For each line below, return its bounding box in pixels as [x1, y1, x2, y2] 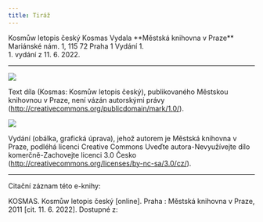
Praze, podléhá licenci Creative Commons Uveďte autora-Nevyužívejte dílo [8, 142, 250, 151]
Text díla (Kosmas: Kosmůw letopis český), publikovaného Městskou [8, 87, 229, 96]
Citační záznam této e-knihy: [8, 181, 101, 191]
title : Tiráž [8, 11, 51, 20]
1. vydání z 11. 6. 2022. [8, 49, 81, 59]
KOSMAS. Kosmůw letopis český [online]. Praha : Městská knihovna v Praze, [8, 196, 255, 206]
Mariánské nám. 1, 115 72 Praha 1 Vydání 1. [8, 41, 145, 51]
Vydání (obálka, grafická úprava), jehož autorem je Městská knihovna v [8, 133, 237, 143]
